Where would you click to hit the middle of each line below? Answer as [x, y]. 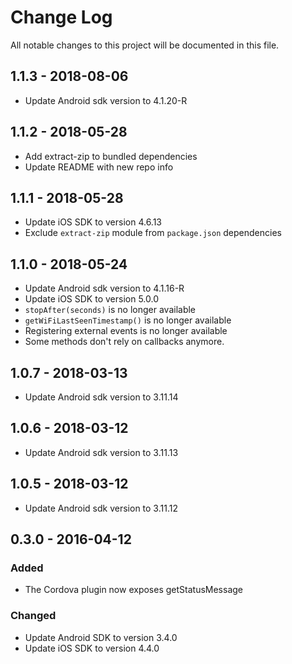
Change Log [61, 17]
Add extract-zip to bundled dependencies [111, 156]
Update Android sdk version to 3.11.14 [101, 397]
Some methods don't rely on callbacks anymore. [124, 342]
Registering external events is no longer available [126, 331]
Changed [33, 616]
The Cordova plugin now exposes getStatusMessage [133, 590]
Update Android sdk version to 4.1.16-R [104, 288]
